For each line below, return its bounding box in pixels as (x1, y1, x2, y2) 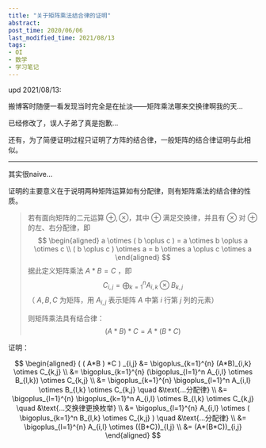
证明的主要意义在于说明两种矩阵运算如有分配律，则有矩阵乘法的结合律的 (8, 186, 244, 195)
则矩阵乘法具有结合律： (27, 314, 104, 323)
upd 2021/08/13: (8, 85, 62, 94)
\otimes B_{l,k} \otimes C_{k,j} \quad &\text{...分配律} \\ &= (38, 385, 228, 394)
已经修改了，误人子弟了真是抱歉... (8, 118, 119, 128)
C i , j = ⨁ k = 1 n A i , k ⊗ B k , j (102, 278, 184, 292)
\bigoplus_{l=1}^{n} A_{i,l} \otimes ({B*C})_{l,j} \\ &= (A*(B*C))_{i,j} (23, 422, 243, 431)
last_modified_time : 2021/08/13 (8, 33, 115, 42)
